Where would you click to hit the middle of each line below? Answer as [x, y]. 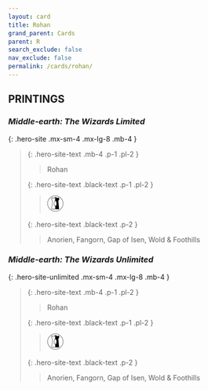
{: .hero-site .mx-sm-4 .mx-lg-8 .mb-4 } [73, 138]
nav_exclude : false [40, 58]
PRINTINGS [36, 99]
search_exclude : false [45, 50]
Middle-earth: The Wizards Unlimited [81, 259]
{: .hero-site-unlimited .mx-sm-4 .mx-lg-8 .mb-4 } [89, 277]
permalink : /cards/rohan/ [50, 67]
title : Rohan [29, 25]
